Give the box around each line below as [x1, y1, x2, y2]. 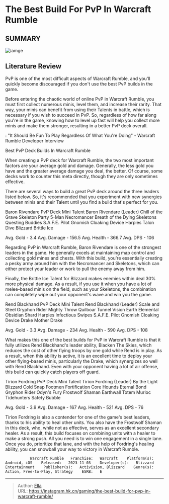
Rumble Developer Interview [5, 137, 64, 144]
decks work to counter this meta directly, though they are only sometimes [5, 173, 158, 179]
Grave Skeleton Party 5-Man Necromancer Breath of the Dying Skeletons [5, 214, 157, 220]
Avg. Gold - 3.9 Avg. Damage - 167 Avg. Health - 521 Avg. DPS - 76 [5, 404, 144, 410]
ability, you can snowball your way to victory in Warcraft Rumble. [5, 446, 139, 452]
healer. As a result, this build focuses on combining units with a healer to [5, 430, 156, 436]
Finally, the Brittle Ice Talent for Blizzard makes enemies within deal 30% [5, 275, 156, 281]
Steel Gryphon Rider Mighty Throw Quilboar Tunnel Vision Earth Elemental [5, 306, 159, 312]
